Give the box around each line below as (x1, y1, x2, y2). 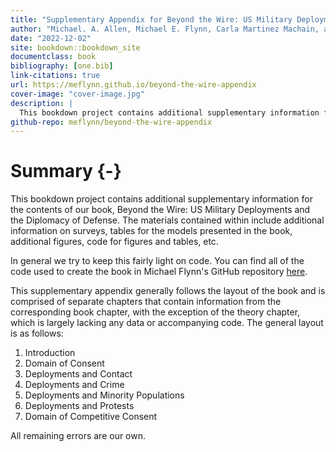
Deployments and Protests (24, 400, 135, 412)
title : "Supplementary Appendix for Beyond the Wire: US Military (10, 14, 293, 25)
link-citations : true (10, 71, 101, 81)
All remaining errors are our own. (10, 430, 147, 442)
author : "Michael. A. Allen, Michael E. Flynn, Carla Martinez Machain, (10, 24, 320, 34)
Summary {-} (10, 160, 122, 183)
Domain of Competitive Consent (24, 411, 158, 423)
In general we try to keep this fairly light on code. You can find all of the (10, 255, 305, 267)
